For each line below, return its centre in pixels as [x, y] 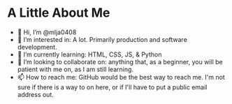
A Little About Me [59, 13]
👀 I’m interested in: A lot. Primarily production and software [102, 39]
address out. [36, 94]
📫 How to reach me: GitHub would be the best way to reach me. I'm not [121, 77]
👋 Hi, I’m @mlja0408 [47, 32]
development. [37, 47]
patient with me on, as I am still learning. [75, 69]
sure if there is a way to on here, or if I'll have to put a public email [112, 87]
